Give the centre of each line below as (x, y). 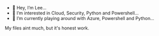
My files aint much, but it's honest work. (47, 28)
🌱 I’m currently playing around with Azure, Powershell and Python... (83, 18)
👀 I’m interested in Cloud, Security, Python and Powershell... (75, 13)
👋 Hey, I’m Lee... (29, 8)
